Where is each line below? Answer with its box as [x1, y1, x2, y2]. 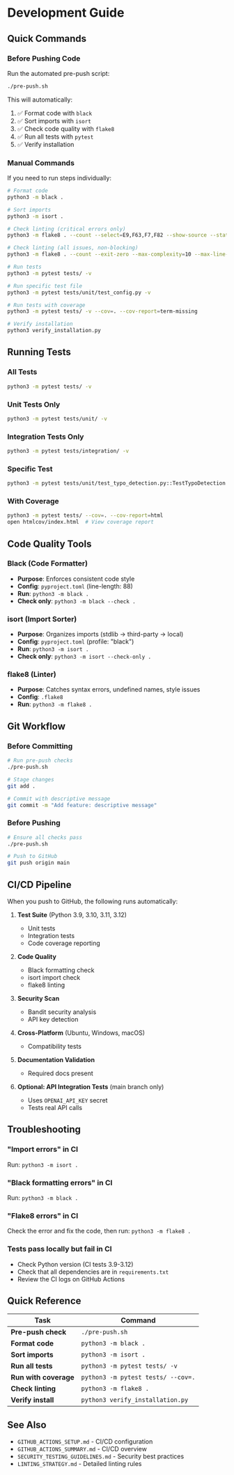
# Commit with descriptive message [7, 795, 111, 802]
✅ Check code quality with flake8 [17, 124, 115, 133]
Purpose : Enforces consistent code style [17, 575, 135, 583]
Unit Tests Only [7, 399, 61, 409]
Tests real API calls [27, 1104, 82, 1111]
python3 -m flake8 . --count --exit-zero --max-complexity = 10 [7, 251, 192, 258]
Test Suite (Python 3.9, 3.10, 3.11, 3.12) [17, 911, 127, 919]
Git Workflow [7, 720, 66, 732]
